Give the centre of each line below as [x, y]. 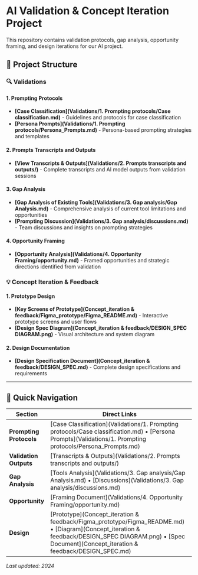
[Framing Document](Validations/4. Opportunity [116, 498]
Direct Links [120, 414]
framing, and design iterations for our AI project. [65, 46]
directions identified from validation [58, 267]
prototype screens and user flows [56, 322]
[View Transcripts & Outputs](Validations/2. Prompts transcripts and [100, 163]
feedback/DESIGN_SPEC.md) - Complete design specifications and [98, 367]
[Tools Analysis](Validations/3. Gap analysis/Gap [118, 473]
